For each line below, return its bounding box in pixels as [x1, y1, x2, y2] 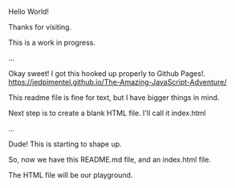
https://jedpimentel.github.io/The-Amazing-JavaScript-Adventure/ [8, 78, 227, 86]
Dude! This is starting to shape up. [8, 139, 122, 149]
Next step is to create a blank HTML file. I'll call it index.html [8, 108, 206, 118]
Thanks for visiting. [8, 22, 72, 31]
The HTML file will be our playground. [8, 170, 133, 179]
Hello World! [8, 7, 50, 16]
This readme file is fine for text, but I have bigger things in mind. [8, 93, 220, 102]
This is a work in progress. [8, 38, 96, 47]
